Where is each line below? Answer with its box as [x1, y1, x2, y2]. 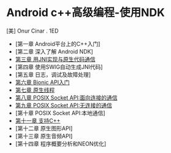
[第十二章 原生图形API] [15, 124, 73, 132]
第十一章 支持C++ [15, 117, 61, 124]
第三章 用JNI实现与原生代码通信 [15, 55, 96, 63]
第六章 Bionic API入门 [15, 78, 70, 86]
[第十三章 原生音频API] [15, 132, 73, 139]
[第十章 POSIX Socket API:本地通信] [15, 109, 105, 117]
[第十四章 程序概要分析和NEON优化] [15, 139, 107, 147]
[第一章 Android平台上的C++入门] [15, 40, 101, 47]
